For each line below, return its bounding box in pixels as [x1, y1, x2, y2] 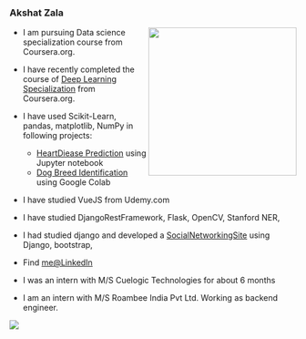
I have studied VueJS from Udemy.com [22, 194, 170, 206]
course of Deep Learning [22, 74, 117, 85]
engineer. [22, 303, 59, 313]
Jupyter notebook [36, 158, 104, 169]
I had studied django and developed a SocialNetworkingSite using [22, 230, 270, 241]
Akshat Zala [9, 6, 64, 19]
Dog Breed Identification [36, 167, 128, 179]
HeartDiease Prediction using [36, 148, 147, 159]
